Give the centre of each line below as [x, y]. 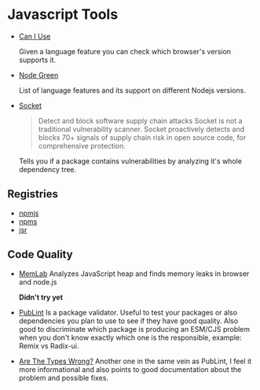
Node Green [38, 75]
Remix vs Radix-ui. [49, 346]
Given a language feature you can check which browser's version [125, 51]
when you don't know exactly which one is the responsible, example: [130, 337]
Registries [33, 194]
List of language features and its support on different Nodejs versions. [132, 90]
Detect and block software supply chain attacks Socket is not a [140, 120]
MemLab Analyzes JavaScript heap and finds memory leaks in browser [134, 274]
